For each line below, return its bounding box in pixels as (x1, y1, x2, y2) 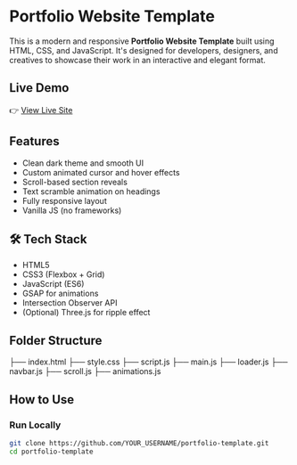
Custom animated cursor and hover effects (21, 167, 180, 177)
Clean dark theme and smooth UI (21, 158, 144, 168)
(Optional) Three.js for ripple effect (21, 307, 151, 318)
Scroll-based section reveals (21, 176, 128, 187)
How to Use (9, 392, 75, 407)
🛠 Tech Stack (9, 232, 87, 247)
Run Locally (9, 419, 62, 431)
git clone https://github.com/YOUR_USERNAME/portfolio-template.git (9, 438, 269, 447)
